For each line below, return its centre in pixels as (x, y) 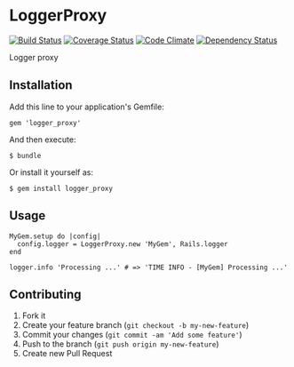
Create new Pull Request (67, 354)
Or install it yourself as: (51, 172)
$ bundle (25, 156)
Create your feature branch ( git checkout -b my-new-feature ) (135, 325)
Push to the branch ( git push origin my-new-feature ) (120, 344)
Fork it (34, 315)
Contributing (45, 294)
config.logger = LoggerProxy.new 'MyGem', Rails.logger (123, 244)
